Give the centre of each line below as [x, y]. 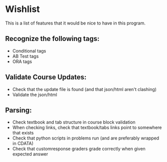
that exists [23, 133]
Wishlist [22, 9]
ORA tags [22, 61]
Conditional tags [29, 50]
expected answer [30, 154]
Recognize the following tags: [52, 39]
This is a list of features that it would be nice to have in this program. [76, 23]
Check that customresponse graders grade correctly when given [79, 149]
